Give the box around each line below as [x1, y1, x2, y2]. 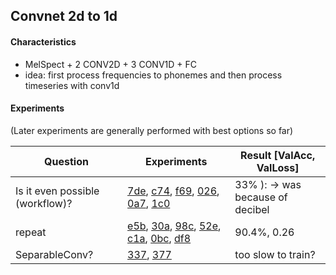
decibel [234, 202, 270, 216]
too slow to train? [234, 247, 316, 261]
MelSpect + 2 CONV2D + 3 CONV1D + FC [24, 58, 197, 70]
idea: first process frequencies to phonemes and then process [24, 69, 283, 81]
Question [44, 154, 89, 168]
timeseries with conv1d [24, 79, 120, 91]
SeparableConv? [15, 247, 94, 261]
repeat [15, 225, 47, 239]
